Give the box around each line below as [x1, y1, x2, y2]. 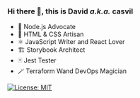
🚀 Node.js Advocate [17, 23, 76, 31]
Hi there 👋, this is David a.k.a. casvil [7, 6, 134, 16]
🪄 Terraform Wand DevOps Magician [17, 67, 127, 75]
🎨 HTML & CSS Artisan [17, 30, 84, 38]
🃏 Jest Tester [17, 56, 57, 65]
